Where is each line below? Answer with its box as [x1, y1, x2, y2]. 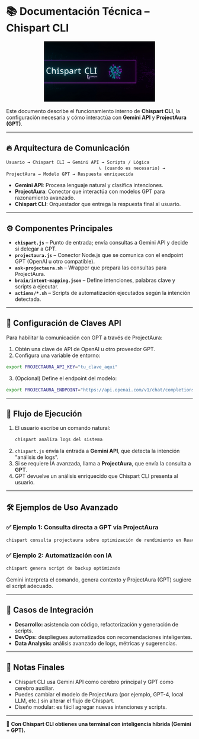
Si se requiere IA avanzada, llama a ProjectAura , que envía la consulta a [14, 460, 191, 467]
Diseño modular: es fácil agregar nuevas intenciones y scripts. [14, 703, 167, 711]
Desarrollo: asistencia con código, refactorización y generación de [14, 621, 179, 628]
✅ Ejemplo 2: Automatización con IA [6, 551, 113, 560]
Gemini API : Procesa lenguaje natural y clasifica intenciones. [14, 182, 164, 189]
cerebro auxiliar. [14, 685, 54, 692]
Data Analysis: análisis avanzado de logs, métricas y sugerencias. [14, 640, 178, 647]
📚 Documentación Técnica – [6, 5, 150, 18]
